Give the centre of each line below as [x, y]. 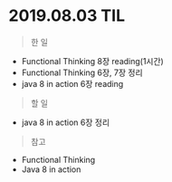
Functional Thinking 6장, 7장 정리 [82, 72]
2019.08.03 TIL [67, 16]
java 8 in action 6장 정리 [66, 122]
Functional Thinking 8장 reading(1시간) [92, 61]
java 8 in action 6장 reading [72, 83]
